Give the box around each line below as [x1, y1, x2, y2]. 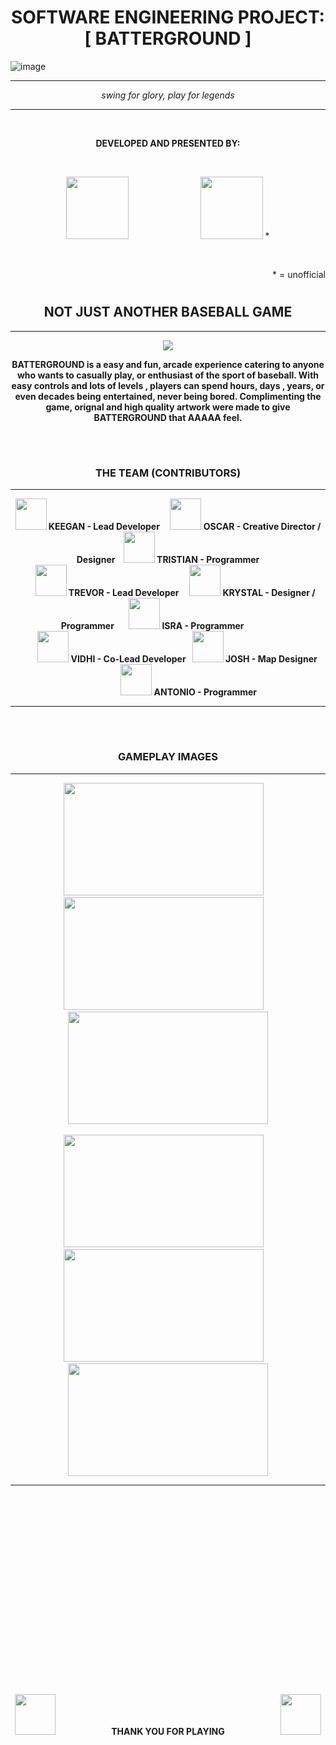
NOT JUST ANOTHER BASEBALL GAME [43, 304, 293, 321]
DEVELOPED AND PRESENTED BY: [95, 137, 241, 149]
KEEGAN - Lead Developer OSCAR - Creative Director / [48, 521, 322, 533]
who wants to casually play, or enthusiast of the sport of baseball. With [16, 369, 320, 381]
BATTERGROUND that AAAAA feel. [93, 411, 243, 423]
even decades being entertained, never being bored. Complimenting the [14, 390, 322, 402]
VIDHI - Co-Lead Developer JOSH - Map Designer [70, 653, 318, 665]
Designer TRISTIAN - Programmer [76, 554, 260, 566]
